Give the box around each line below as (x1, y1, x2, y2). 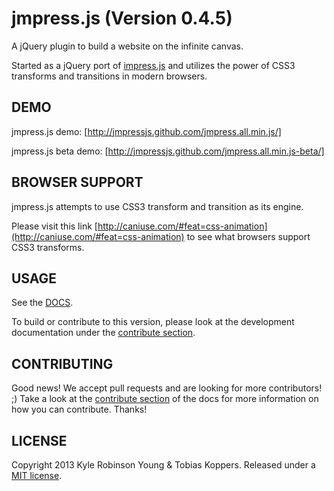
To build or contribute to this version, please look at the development (11, 316, 295, 328)
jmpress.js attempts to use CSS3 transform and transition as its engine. (11, 200, 304, 212)
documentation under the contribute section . (11, 327, 196, 339)
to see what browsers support (186, 230, 311, 242)
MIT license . (11, 470, 63, 481)
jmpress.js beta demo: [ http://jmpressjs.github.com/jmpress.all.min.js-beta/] (11, 145, 325, 157)
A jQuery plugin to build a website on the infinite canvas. (11, 40, 244, 52)
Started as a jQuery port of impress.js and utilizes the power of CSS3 (11, 59, 296, 71)
